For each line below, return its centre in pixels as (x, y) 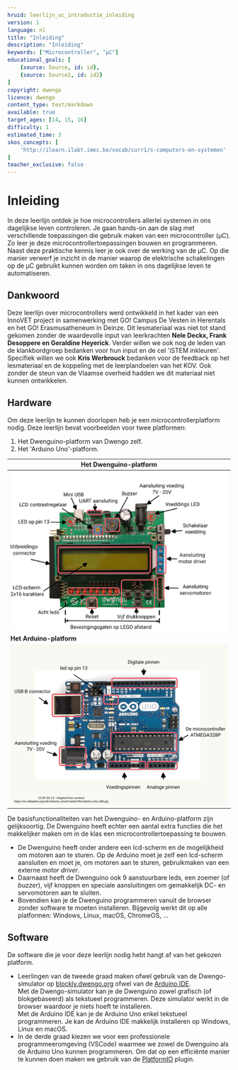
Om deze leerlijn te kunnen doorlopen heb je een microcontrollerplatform (114, 420)
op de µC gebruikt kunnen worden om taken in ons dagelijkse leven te (109, 266)
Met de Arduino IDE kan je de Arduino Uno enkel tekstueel (102, 1014)
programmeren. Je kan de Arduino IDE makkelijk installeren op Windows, (124, 1021)
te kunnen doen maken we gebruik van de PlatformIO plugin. (106, 1059)
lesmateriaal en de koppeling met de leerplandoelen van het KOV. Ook (109, 365)
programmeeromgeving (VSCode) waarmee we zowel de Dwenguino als (123, 1044)
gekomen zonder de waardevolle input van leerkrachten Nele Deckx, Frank (117, 335)
